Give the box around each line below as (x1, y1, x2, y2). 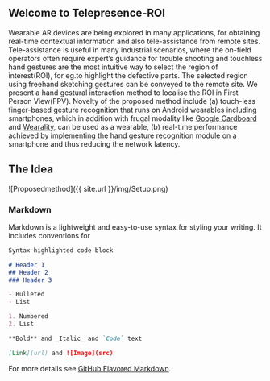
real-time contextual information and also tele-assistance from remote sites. (8, 36, 260, 46)
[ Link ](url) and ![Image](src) (8, 349, 114, 357)
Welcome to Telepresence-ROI (8, 6, 165, 20)
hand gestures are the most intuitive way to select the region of (8, 62, 219, 72)
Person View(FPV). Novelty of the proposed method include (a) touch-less (8, 96, 256, 106)
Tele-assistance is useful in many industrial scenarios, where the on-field (8, 44, 251, 55)
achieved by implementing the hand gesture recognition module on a (8, 130, 237, 140)
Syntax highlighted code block (8, 246, 114, 255)
